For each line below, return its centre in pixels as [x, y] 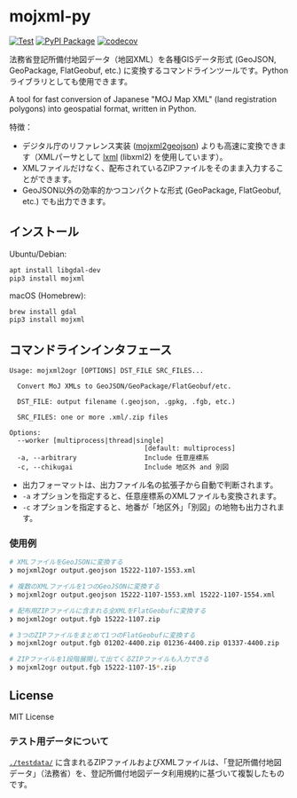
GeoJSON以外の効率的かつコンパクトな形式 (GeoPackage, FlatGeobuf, [152, 190]
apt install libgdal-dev [55, 270]
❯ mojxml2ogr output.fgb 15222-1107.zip [85, 619]
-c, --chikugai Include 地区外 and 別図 [123, 468]
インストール [44, 232]
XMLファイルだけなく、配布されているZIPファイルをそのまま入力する [149, 168]
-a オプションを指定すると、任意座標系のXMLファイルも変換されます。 [152, 496]
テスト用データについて [59, 741]
